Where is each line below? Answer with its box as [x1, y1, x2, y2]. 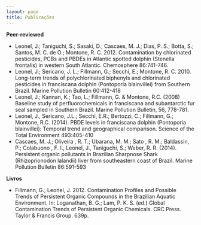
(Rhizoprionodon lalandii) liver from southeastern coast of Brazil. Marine [14, 157, 193, 164]
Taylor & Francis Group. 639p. [14, 212, 89, 219]
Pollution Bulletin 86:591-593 [14, 163, 87, 171]
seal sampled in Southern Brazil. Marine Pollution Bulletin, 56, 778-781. [14, 106, 190, 113]
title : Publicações [6, 14, 55, 20]
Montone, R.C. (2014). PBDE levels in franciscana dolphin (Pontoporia [14, 118, 187, 126]
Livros [6, 175, 22, 182]
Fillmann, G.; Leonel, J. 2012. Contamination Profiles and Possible [14, 186, 176, 193]
